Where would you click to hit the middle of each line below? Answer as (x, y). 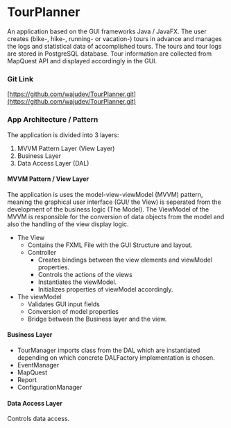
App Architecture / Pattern (53, 120)
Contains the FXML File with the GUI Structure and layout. (110, 245)
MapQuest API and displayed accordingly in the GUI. (82, 61)
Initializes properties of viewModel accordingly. (105, 289)
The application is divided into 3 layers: (63, 135)
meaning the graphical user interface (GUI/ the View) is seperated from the (114, 202)
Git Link (20, 79)
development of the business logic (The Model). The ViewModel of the (108, 209)
